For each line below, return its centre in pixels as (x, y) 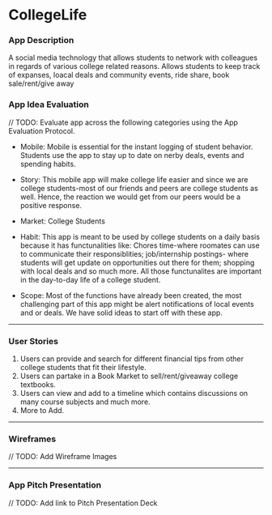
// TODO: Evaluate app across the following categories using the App (123, 122)
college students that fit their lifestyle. (83, 368)
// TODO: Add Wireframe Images (63, 457)
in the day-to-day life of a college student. (90, 279)
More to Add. (42, 411)
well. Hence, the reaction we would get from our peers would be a (130, 197)
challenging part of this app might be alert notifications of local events (137, 304)
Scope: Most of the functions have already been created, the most (131, 295)
